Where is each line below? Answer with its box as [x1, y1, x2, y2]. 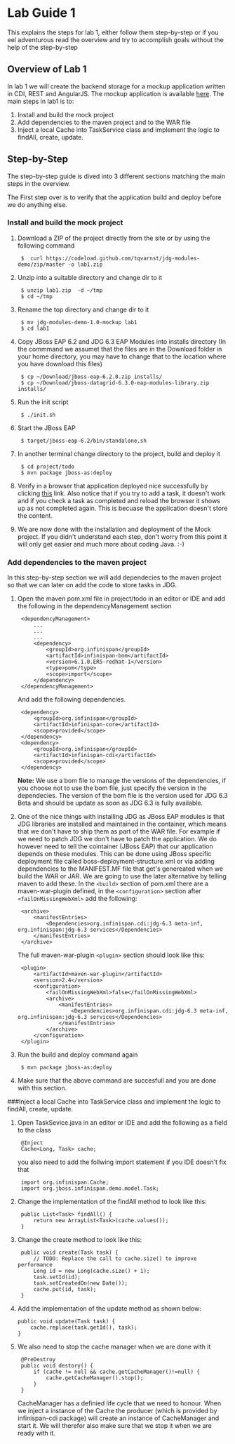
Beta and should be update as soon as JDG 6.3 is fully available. [17, 798, 203, 808]
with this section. [17, 1084, 67, 1092]
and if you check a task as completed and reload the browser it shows [17, 496, 221, 504]
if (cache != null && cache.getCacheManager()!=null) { [33, 1368, 201, 1376]
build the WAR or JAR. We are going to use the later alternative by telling [17, 872, 227, 881]
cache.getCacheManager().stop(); [46, 1375, 144, 1382]
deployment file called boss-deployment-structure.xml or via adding [17, 857, 215, 866]
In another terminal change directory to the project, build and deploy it [17, 449, 221, 457]
